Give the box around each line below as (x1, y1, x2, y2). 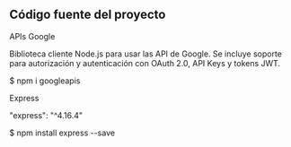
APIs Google (9, 30, 56, 41)
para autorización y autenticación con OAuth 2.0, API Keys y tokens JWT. (9, 57, 281, 68)
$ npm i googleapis (9, 75, 81, 86)
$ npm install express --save (9, 127, 115, 138)
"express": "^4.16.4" (9, 109, 84, 120)
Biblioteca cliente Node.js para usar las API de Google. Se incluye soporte (9, 48, 283, 59)
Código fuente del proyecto (9, 7, 166, 22)
